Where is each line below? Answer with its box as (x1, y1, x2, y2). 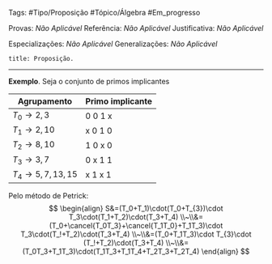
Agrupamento (17, 96, 73, 107)
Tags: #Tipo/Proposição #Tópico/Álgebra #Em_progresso (8, 8, 201, 17)
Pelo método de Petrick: (8, 190, 89, 200)
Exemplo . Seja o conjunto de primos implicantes (8, 77, 170, 86)
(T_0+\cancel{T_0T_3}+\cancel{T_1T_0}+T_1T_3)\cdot (49, 220, 223, 230)
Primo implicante (85, 96, 152, 107)
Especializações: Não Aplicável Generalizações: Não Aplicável (8, 39, 218, 49)
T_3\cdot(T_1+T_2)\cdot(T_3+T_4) (68, 211, 179, 222)
